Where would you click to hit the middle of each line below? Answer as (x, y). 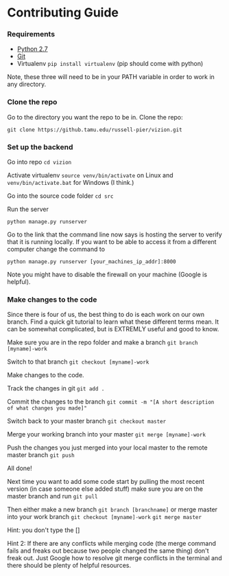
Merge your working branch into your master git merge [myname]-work (107, 434)
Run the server (28, 209)
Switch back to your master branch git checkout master (87, 421)
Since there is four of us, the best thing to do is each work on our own (106, 315)
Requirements (31, 34)
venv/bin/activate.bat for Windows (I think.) (71, 183)
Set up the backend (40, 147)
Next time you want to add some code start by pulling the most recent (106, 482)
